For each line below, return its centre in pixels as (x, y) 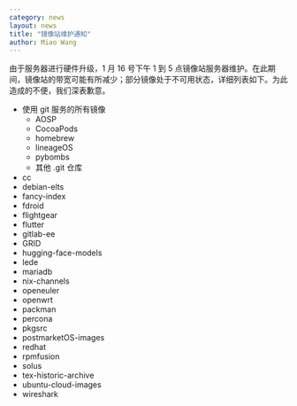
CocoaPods (56, 129)
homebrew (55, 138)
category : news (37, 17)
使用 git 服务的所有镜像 (64, 109)
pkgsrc (34, 328)
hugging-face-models (62, 253)
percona (37, 319)
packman (39, 309)
